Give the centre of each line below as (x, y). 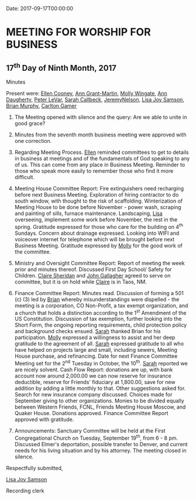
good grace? (30, 123)
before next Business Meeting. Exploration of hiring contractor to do (97, 195)
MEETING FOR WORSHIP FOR (78, 32)
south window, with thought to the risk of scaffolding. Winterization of (99, 201)
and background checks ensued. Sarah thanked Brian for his (87, 331)
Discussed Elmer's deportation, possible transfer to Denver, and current (101, 444)
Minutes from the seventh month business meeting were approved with (100, 135)
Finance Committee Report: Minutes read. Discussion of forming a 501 (99, 293)
